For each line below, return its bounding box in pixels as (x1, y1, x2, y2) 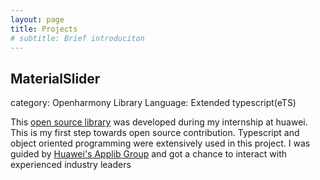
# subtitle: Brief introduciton (10, 33, 145, 43)
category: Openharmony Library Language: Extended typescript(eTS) (10, 97, 297, 109)
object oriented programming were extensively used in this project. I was (10, 137, 311, 150)
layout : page (10, 14, 65, 25)
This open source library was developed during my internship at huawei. (10, 116, 308, 128)
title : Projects (10, 24, 78, 34)
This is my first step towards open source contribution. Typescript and (10, 127, 300, 139)
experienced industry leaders (10, 159, 132, 171)
